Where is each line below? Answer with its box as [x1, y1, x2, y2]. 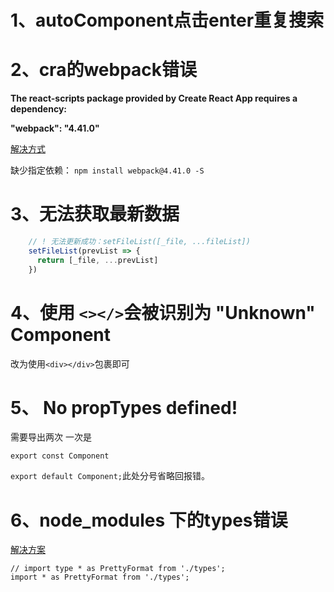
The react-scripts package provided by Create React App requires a [10, 92, 298, 105]
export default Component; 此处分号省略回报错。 [10, 470, 210, 482]
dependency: [10, 103, 68, 115]
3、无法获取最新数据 [10, 203, 180, 226]
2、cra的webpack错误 [10, 59, 198, 81]
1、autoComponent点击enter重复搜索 [10, 9, 325, 32]
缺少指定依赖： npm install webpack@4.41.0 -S [10, 164, 205, 176]
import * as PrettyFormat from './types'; [10, 572, 190, 583]
